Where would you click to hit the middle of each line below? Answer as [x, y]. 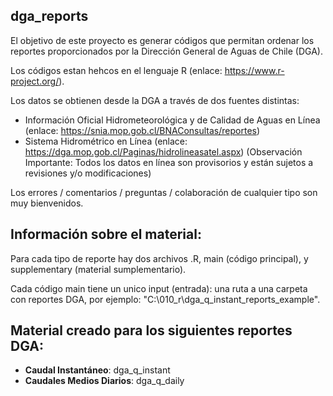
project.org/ [35, 81]
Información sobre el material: [106, 234]
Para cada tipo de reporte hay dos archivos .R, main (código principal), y [159, 258]
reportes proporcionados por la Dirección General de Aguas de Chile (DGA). [166, 51]
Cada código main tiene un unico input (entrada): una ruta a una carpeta [159, 288]
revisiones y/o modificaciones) [88, 173]
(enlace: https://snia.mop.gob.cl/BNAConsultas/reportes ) [142, 130]
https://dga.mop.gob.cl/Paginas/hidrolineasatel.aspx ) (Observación [163, 151]
